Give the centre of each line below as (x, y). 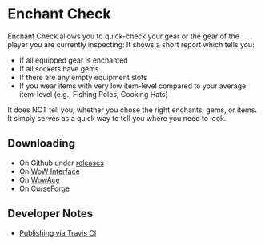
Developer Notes (50, 214)
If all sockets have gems (59, 68)
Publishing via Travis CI (58, 232)
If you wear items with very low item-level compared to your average (132, 86)
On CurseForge (44, 188)
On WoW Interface (50, 171)
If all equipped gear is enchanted (74, 60)
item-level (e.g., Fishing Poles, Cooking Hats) (94, 94)
